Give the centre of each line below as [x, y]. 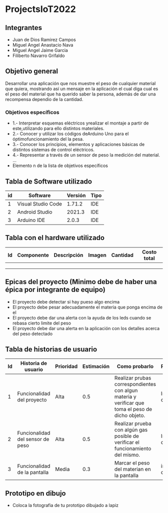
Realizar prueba [133, 423]
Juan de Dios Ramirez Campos [44, 39]
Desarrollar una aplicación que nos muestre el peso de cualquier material [80, 83]
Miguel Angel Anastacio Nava [43, 45]
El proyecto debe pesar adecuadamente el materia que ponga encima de [87, 307]
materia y [125, 397]
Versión [76, 195]
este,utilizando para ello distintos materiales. [58, 128]
